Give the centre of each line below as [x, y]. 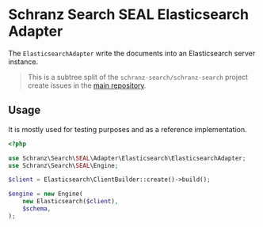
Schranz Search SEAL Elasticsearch [129, 15]
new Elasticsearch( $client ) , [71, 202]
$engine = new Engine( [46, 194]
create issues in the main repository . [87, 85]
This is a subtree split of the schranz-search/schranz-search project [137, 77]
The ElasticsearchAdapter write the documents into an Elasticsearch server [132, 53]
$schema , [37, 209]
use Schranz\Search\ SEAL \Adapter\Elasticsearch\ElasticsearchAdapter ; [127, 158]
